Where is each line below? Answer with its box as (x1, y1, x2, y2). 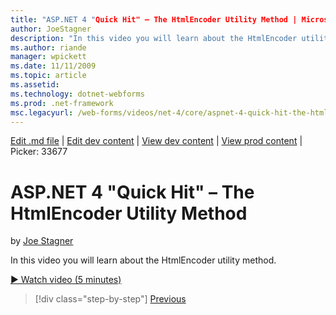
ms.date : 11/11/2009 (10, 61, 97, 71)
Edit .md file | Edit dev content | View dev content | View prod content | (10, 135, 303, 147)
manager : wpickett (10, 52, 87, 62)
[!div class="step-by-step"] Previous (34, 293, 187, 305)
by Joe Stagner (10, 235, 74, 247)
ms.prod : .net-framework (10, 98, 114, 108)
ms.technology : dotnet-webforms (10, 89, 145, 99)
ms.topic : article (10, 71, 87, 81)
